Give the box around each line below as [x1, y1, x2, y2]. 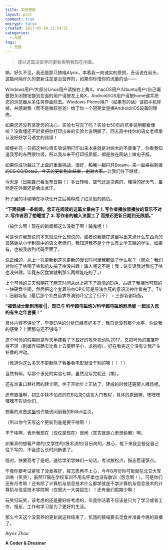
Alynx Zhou [5, 530, 29, 536]
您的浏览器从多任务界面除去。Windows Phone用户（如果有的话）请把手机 [5, 98, 157, 105]
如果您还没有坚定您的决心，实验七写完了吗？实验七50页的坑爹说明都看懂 [5, 122, 155, 128]
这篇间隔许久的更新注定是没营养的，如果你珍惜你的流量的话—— [5, 75, 136, 81]
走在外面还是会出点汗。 [9, 185, 58, 191]
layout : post [5, 12, 32, 17]
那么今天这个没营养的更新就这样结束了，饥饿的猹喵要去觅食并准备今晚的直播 [5, 514, 163, 520]
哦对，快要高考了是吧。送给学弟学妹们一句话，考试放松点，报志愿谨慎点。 [5, 457, 158, 463]
